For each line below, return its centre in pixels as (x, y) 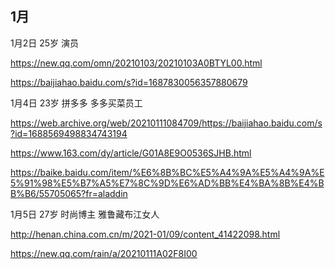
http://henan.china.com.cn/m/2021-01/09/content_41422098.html (145, 234)
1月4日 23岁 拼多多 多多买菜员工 (76, 103)
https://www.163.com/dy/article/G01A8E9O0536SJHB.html (131, 153)
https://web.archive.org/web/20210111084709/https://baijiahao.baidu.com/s (166, 123)
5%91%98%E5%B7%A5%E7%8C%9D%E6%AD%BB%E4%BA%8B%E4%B (167, 183)
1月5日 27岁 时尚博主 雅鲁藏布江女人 (85, 214)
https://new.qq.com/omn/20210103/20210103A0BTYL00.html (136, 63)
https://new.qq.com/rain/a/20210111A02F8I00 (104, 253)
